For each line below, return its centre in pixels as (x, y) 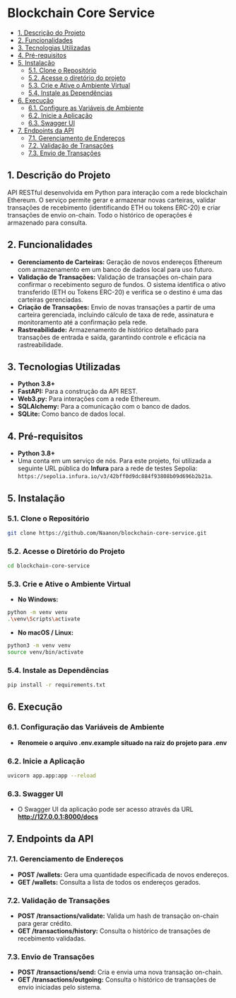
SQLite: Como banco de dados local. (71, 414)
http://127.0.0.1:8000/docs (58, 817)
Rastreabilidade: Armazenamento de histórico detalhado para (108, 329)
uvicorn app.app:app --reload (52, 776)
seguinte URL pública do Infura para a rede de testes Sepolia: (107, 468)
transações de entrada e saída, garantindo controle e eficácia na (112, 337)
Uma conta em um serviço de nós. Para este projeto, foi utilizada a (114, 461)
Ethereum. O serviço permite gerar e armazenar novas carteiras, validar (112, 200)
